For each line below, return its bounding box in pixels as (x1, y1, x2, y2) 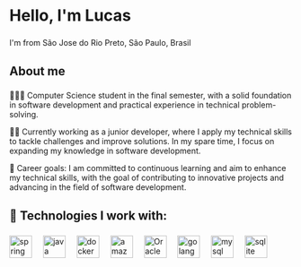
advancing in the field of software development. (9, 182, 187, 193)
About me (9, 64, 66, 79)
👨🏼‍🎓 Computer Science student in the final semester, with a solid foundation (9, 90, 292, 101)
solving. (9, 109, 39, 120)
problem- (241, 99, 277, 110)
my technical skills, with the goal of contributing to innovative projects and (9, 172, 285, 184)
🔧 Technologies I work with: (9, 208, 168, 223)
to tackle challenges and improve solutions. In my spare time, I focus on (9, 136, 275, 147)
